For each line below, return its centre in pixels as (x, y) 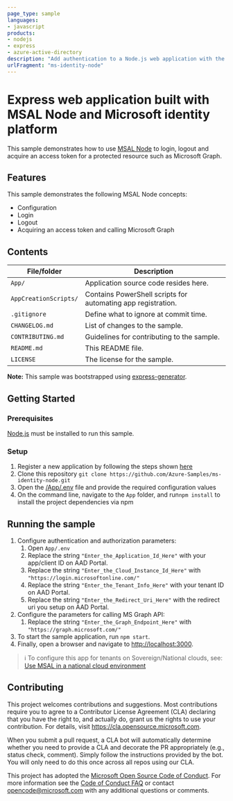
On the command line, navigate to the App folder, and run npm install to (119, 495)
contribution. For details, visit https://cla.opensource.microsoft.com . (104, 726)
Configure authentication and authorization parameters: (97, 540)
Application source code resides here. (147, 283)
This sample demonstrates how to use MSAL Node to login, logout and (108, 148)
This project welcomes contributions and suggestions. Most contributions (112, 704)
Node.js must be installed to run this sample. (71, 433)
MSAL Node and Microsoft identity (109, 114)
